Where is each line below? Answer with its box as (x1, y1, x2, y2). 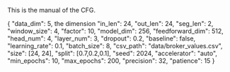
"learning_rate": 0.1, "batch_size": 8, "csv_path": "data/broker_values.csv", (7, 42, 223, 50)
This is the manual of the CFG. (7, 6, 96, 14)
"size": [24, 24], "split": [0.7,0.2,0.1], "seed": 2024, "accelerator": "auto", (7, 49, 218, 57)
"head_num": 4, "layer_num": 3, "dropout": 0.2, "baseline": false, (7, 34, 196, 43)
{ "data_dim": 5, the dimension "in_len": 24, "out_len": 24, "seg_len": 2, (7, 20, 214, 27)
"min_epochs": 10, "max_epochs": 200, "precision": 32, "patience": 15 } (7, 57, 215, 65)
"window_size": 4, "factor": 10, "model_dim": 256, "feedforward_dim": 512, (7, 27, 224, 35)
